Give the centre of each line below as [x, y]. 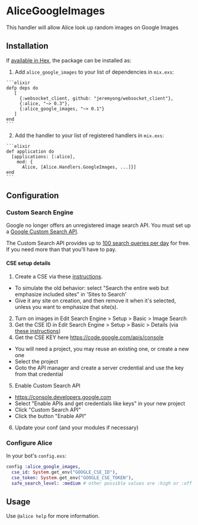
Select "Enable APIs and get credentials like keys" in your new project [100, 403]
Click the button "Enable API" [50, 416]
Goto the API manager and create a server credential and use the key [99, 368]
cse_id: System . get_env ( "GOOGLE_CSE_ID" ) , [65, 472]
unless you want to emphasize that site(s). [66, 306]
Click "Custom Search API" [48, 409]
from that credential [39, 374]
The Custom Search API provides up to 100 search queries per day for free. [98, 243]
